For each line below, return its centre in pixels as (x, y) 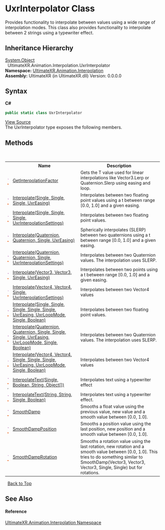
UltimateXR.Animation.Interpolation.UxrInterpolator (59, 65)
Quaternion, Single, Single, (39, 332)
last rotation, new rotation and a (112, 446)
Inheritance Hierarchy (39, 48)
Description (119, 166)
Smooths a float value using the (112, 406)
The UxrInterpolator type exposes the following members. (64, 127)
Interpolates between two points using (119, 269)
